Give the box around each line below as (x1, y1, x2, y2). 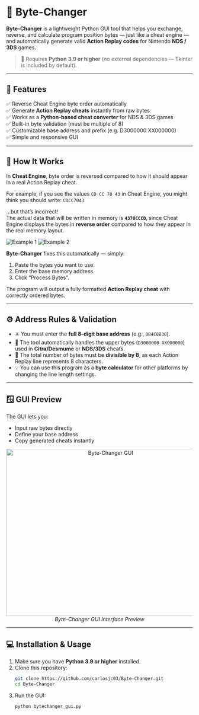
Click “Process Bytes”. (14, 274, 69, 281)
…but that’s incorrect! (6, 208, 59, 215)
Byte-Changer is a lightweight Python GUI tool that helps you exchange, (6, 25, 183, 32)
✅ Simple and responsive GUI (6, 133, 79, 141)
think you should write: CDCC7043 (6, 196, 85, 203)
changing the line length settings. (14, 371, 97, 378)
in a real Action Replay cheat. (6, 178, 78, 186)
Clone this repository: (14, 664, 68, 671)
